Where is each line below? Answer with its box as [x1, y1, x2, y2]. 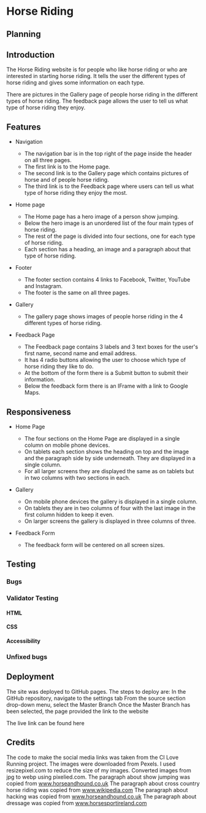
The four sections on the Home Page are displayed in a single [24, 435, 180, 442]
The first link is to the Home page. [24, 163, 110, 170]
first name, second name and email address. [24, 350, 137, 357]
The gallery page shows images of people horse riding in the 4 [24, 313, 183, 320]
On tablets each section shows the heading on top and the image [24, 448, 189, 455]
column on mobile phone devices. [24, 441, 110, 449]
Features [6, 122, 41, 132]
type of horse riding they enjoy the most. [24, 189, 128, 197]
